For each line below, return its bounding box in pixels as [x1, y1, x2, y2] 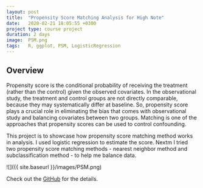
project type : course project [6, 26, 83, 32]
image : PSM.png [6, 37, 47, 43]
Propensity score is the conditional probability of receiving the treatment [6, 82, 188, 89]
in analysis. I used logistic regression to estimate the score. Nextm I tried [6, 138, 188, 146]
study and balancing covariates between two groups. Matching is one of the [6, 114, 198, 121]
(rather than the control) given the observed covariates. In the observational [6, 88, 196, 95]
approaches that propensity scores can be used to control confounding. [6, 120, 187, 128]
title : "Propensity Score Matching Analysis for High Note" [6, 15, 165, 21]
